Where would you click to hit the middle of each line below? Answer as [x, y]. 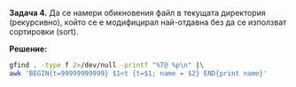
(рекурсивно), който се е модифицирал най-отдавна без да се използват [148, 22]
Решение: [28, 49]
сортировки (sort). [44, 32]
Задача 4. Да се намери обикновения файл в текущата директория [137, 13]
